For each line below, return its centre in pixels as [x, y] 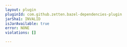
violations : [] [21, 33]
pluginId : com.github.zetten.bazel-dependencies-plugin [63, 14]
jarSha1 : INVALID [23, 19]
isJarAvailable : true [27, 23]
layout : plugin [21, 10]
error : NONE [17, 28]
